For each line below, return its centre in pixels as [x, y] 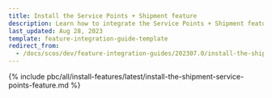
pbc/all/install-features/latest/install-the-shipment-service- [145, 77]
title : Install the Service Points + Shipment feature [103, 16]
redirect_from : [34, 46]
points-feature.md [38, 85]
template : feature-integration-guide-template [88, 38]
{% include [27, 77]
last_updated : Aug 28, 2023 [56, 31]
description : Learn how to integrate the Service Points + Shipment [126, 23]
